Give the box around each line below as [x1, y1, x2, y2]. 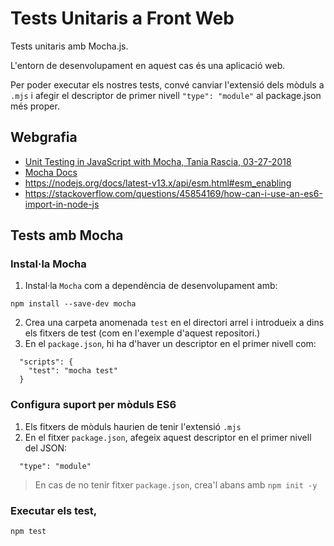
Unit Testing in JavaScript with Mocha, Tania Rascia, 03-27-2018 [24, 155, 292, 167]
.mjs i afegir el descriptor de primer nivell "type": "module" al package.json [10, 89, 322, 101]
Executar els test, [10, 503, 98, 517]
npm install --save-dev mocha [10, 299, 137, 309]
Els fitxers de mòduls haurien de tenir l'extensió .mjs [24, 420, 242, 432]
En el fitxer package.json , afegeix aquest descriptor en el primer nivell [24, 431, 312, 443]
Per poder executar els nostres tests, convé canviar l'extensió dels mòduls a [10, 78, 325, 91]
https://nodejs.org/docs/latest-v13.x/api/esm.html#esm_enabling [24, 177, 292, 189]
